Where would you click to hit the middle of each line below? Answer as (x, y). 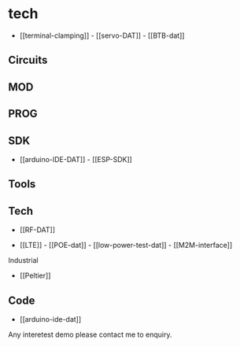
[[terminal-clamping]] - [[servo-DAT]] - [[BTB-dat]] (102, 35)
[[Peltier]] (35, 275)
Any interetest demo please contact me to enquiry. (90, 334)
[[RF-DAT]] (37, 230)
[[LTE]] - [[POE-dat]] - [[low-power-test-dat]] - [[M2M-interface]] (126, 245)
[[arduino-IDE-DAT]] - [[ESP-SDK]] (76, 159)
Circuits (28, 60)
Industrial (23, 260)
